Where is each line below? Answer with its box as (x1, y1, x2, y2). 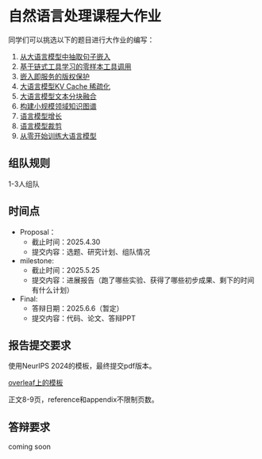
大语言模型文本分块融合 (19, 91, 97, 101)
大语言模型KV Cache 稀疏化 (19, 81, 111, 91)
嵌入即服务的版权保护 (19, 71, 90, 81)
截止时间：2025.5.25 (31, 265, 101, 274)
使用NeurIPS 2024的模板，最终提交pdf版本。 (8, 361, 156, 371)
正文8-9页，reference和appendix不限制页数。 (8, 395, 159, 404)
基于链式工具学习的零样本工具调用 (19, 61, 132, 71)
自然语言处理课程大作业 (8, 7, 162, 25)
